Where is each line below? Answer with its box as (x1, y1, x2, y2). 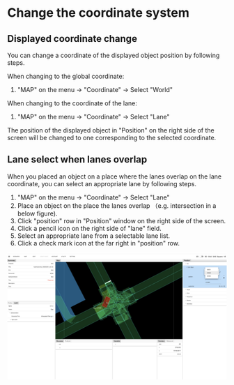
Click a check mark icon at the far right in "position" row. (17, 239, 180, 247)
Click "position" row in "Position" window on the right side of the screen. (17, 216, 226, 225)
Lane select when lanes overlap (7, 153, 148, 165)
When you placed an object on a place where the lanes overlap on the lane (7, 172, 221, 181)
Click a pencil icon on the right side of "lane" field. (17, 224, 162, 232)
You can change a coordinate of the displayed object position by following (7, 51, 220, 59)
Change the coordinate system (7, 5, 190, 21)
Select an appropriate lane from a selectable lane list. (17, 232, 171, 240)
